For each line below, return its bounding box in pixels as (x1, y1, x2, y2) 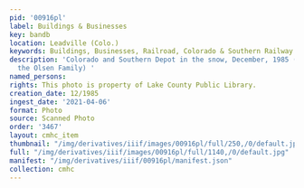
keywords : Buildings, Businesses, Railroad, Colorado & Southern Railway (9, 47, 294, 56)
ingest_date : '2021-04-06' (9, 97, 111, 107)
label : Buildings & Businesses (9, 22, 128, 31)
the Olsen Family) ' (17, 64, 95, 73)
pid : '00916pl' (9, 13, 67, 23)
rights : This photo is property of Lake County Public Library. (9, 80, 257, 89)
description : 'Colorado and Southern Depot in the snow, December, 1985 (9, 55, 290, 64)
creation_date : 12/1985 (9, 89, 100, 98)
